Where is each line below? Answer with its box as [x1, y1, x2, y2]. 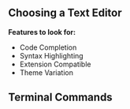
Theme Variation [19, 67, 73, 77]
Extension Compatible [19, 59, 91, 69]
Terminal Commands [8, 91, 113, 104]
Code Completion [19, 43, 77, 52]
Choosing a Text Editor [8, 6, 122, 20]
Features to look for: [8, 27, 76, 36]
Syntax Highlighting [19, 51, 84, 60]
